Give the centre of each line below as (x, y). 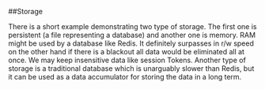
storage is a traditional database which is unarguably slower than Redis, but (131, 69)
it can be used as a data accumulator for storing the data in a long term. (125, 77)
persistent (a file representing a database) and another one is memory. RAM (132, 35)
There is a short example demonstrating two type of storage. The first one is (132, 26)
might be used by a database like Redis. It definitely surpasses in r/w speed (131, 43)
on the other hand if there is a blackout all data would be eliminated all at (127, 52)
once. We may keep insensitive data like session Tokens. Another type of (127, 60)
